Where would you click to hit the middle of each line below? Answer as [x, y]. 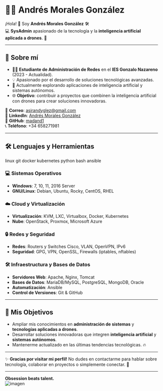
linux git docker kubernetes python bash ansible [53, 161]
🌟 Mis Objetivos [29, 312]
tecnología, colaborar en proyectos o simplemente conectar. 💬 [67, 364]
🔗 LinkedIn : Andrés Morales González [43, 115]
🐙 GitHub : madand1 [24, 120]
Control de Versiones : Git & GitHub [47, 293]
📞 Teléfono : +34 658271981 [32, 126]
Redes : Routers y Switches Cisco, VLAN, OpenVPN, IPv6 [69, 246]
